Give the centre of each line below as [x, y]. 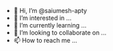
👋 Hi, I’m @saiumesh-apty [50, 11]
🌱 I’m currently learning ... [50, 25]
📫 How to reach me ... [45, 40]
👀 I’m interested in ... [42, 18]
